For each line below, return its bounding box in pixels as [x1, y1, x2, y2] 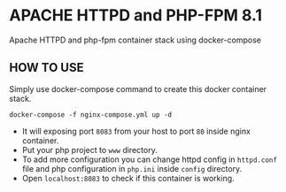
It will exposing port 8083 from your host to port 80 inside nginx [21, 126, 251, 136]
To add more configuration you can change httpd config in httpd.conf [21, 154, 277, 165]
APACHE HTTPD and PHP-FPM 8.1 [9, 5, 263, 26]
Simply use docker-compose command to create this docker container [9, 83, 267, 94]
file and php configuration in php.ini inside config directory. [21, 163, 243, 173]
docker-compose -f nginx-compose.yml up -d [9, 110, 173, 119]
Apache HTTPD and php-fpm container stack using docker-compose [9, 35, 261, 45]
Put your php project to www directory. [21, 144, 158, 155]
